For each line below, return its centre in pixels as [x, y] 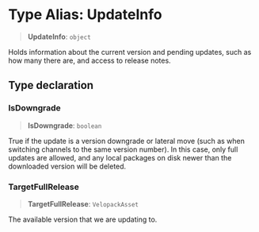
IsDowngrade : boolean [65, 126]
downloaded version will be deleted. [67, 166]
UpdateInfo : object [59, 37]
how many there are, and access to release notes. [90, 60]
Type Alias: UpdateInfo [85, 15]
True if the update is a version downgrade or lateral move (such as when [127, 141]
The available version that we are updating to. [83, 219]
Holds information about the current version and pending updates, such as [130, 52]
